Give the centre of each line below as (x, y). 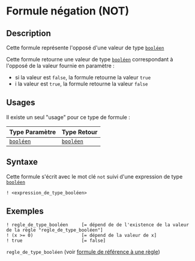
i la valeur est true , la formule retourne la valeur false (81, 84)
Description (28, 33)
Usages (21, 103)
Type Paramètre (32, 132)
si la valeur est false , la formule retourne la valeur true (83, 77)
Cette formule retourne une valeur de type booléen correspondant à (90, 59)
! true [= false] (56, 241)
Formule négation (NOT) (68, 11)
